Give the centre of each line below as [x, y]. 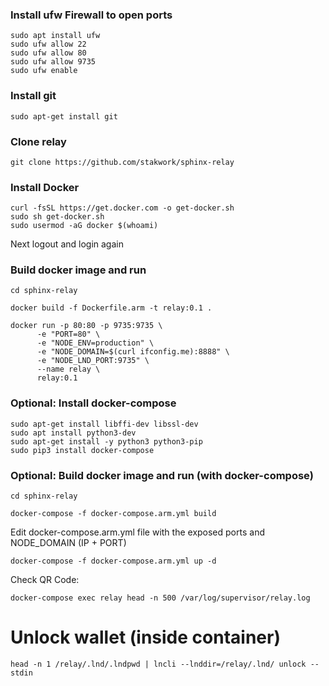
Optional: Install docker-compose [93, 403]
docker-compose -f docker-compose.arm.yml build [113, 514]
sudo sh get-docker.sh [57, 217]
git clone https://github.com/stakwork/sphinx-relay [122, 162]
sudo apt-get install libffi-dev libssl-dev [104, 424]
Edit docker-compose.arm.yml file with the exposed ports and [137, 532]
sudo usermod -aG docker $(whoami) [84, 226]
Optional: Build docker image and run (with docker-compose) [162, 475]
